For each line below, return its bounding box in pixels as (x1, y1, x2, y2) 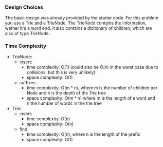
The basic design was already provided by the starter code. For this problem (5, 15, 159, 21)
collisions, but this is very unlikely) (26, 69, 96, 75)
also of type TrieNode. (5, 31, 50, 37)
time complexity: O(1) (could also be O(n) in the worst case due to (26, 64, 159, 70)
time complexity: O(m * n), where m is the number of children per (26, 85, 158, 91)
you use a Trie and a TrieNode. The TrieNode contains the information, (5, 20, 147, 26)
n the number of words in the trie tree (26, 100, 102, 106)
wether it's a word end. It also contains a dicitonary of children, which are (5, 25, 152, 31)
